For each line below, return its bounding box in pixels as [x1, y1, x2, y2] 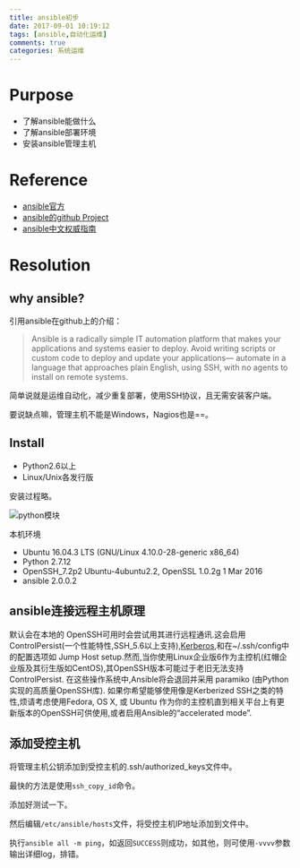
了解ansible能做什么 [21, 116, 97, 126]
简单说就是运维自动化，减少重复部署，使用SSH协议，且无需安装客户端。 [9, 391, 277, 400]
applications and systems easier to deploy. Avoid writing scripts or [30, 343, 276, 354]
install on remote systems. [30, 372, 129, 382]
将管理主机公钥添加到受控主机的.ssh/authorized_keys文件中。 [9, 761, 237, 772]
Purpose [9, 85, 74, 106]
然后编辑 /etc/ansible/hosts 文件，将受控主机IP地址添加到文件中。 [9, 819, 253, 829]
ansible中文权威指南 [21, 223, 97, 234]
